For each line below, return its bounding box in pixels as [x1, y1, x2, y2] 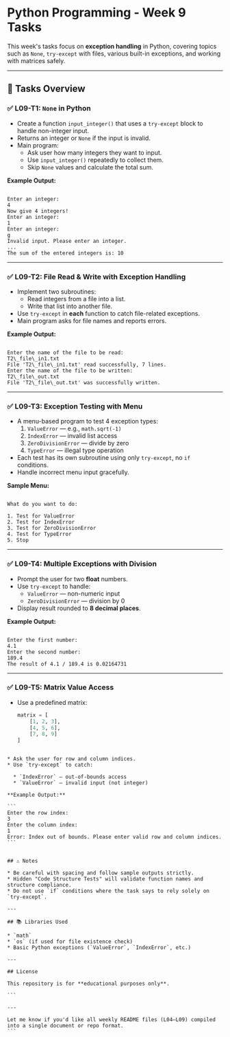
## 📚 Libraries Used [7, 918, 68, 926]
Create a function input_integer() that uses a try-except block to [16, 119, 203, 128]
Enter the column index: [7, 822, 78, 828]
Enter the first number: [7, 636, 78, 643]
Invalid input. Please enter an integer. [7, 237, 127, 244]
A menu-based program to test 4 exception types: [16, 417, 159, 426]
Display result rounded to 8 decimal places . [16, 604, 141, 612]
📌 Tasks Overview [7, 83, 86, 95]
